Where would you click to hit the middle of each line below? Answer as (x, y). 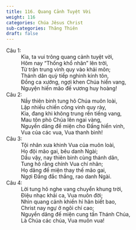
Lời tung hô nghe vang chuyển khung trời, (72, 189)
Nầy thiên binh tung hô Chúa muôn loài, (69, 101)
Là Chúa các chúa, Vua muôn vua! (63, 221)
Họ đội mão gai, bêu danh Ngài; (59, 151)
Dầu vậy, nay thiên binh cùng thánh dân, (70, 158)
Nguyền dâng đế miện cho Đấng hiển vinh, (73, 126)
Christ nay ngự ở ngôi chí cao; (58, 208)
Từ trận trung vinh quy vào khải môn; (66, 69)
